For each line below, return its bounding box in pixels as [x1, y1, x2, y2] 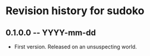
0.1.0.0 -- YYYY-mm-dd [5, 28, 96, 38]
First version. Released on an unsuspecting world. [14, 43, 137, 50]
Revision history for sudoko [5, 4, 145, 18]
